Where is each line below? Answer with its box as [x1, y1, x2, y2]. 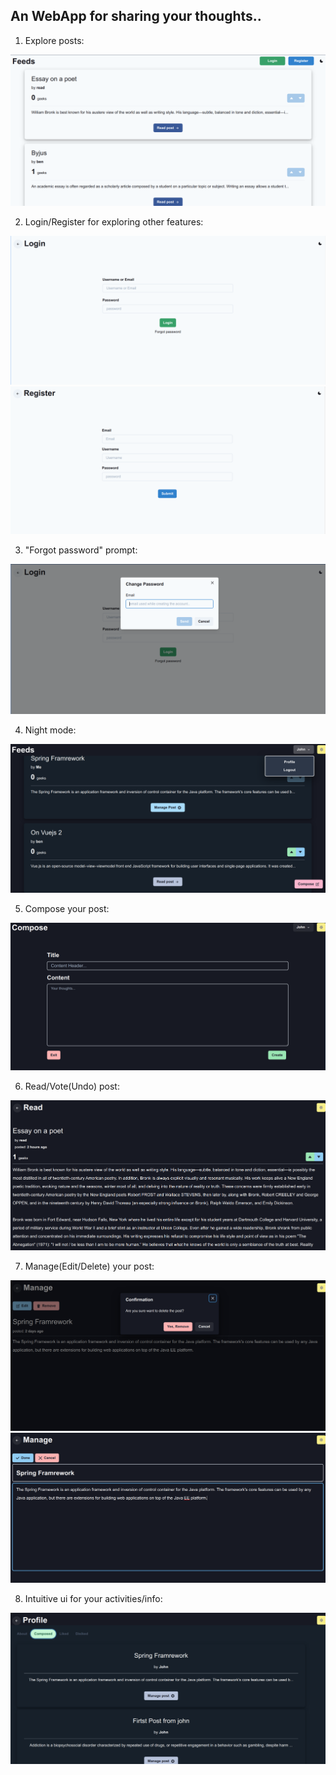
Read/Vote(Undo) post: [24, 1080, 120, 1093]
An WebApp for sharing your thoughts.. [10, 8, 262, 25]
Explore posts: [24, 34, 85, 46]
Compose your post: [24, 902, 110, 914]
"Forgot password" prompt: [24, 544, 138, 556]
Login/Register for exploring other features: [24, 215, 204, 228]
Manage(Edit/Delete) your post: [24, 1260, 155, 1273]
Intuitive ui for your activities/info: [24, 1593, 163, 1605]
